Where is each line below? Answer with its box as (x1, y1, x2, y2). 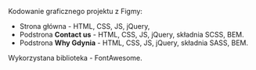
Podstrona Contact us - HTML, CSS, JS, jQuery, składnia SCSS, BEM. (19, 30, 244, 39)
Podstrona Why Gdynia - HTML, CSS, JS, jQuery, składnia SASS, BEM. (19, 38, 249, 47)
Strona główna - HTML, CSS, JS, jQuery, (19, 22, 150, 30)
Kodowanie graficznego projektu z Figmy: (8, 7, 143, 16)
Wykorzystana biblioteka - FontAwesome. (8, 54, 142, 62)
